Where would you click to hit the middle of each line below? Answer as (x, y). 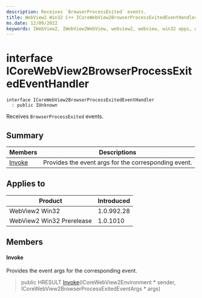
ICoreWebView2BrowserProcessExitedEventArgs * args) (91, 289)
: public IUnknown (35, 105)
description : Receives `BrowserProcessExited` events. (76, 12)
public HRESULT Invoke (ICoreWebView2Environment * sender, (98, 282)
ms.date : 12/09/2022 (32, 23)
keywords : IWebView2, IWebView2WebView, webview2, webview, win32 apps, (99, 29)
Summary (25, 135)
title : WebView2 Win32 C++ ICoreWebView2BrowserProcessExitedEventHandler (102, 17)
